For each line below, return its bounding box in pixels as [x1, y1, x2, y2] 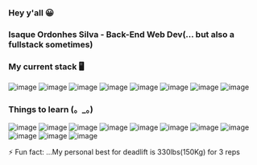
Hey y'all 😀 [8, 7, 55, 19]
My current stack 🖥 [8, 60, 85, 72]
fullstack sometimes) [8, 39, 93, 50]
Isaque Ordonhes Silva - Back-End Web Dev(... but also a [8, 28, 235, 39]
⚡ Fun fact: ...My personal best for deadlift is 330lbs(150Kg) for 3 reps [8, 147, 240, 157]
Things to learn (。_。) [8, 104, 94, 115]
